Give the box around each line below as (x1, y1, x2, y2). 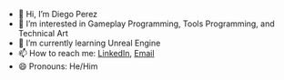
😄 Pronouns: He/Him (17, 61, 98, 72)
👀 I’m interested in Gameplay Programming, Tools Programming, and (17, 18, 275, 29)
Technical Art (17, 28, 68, 38)
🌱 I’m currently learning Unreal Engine (17, 37, 161, 48)
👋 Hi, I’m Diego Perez (17, 9, 98, 19)
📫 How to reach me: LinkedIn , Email (17, 48, 155, 58)
